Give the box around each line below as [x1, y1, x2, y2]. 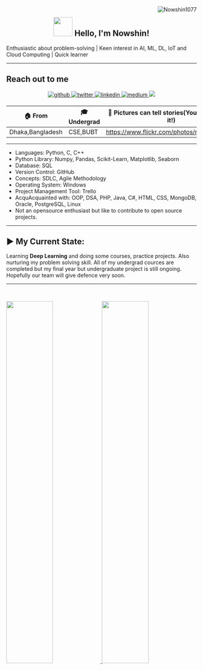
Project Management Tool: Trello [14, 187, 97, 194]
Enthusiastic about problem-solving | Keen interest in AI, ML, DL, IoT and [6, 44, 187, 51]
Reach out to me [6, 74, 69, 84]
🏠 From [24, 111, 48, 120]
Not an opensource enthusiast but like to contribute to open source [14, 207, 182, 214]
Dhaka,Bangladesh [9, 127, 63, 136]
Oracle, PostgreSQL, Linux [14, 200, 82, 208]
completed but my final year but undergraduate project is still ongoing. [6, 265, 182, 273]
